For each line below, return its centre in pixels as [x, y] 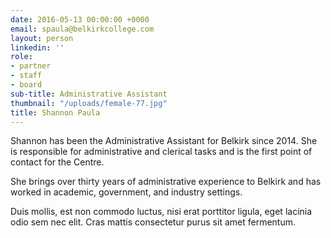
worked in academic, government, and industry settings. [126, 192]
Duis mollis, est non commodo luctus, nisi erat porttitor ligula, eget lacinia [161, 212]
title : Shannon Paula [55, 112]
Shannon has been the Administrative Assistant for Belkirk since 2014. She [164, 141]
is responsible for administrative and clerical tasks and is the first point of [161, 152]
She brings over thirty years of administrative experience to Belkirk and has [166, 182]
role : [21, 57]
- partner [31, 66]
